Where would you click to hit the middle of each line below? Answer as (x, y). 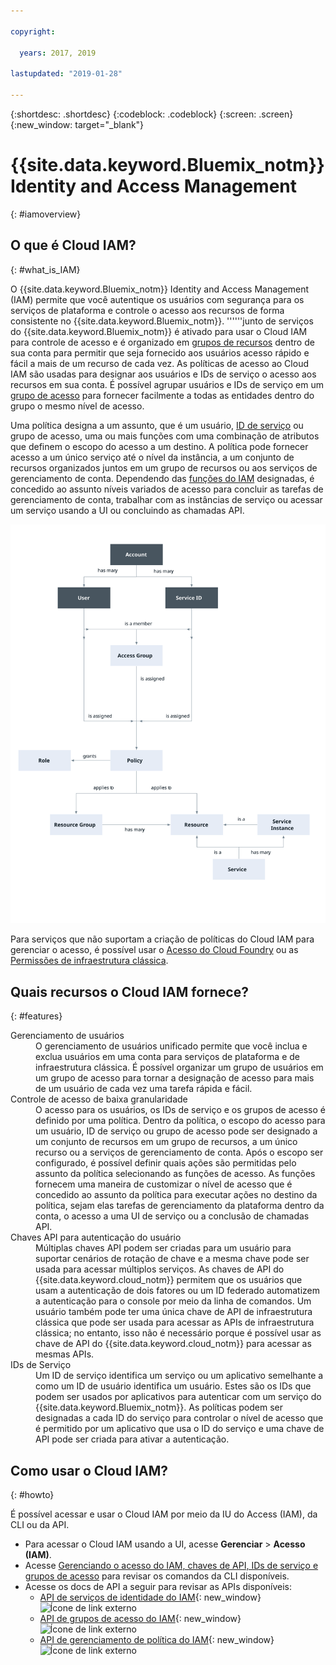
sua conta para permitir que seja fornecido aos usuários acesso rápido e (160, 352)
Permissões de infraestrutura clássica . (89, 961)
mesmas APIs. (65, 1354)
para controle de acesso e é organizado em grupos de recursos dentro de (162, 342)
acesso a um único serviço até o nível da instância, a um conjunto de (152, 457)
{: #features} (36, 1016)
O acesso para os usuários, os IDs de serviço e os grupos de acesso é (180, 1110)
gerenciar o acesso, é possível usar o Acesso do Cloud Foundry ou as (154, 950)
